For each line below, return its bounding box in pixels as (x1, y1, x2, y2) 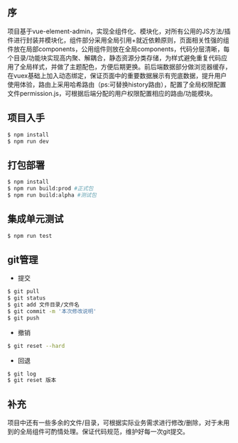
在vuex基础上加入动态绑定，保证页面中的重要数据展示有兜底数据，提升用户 (7, 71, 227, 80)
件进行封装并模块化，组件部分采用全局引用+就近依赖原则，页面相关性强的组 (7, 35, 229, 44)
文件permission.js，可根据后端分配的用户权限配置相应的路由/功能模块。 (7, 89, 217, 97)
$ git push (7, 315, 40, 322)
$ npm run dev (7, 138, 50, 145)
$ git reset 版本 (7, 377, 57, 384)
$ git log (7, 370, 37, 378)
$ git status (7, 295, 46, 302)
